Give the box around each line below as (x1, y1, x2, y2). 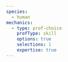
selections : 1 (17, 42, 51, 48)
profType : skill (17, 31, 57, 37)
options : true (17, 36, 51, 42)
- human (11, 14, 31, 20)
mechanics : (6, 19, 33, 25)
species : (6, 8, 28, 15)
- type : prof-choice (11, 25, 62, 31)
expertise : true (17, 47, 57, 53)
